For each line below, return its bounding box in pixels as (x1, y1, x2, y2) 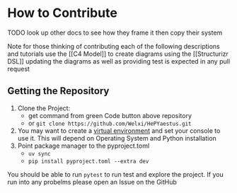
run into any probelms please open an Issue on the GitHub (7, 177, 177, 186)
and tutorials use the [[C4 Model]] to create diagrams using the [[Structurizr (7, 49, 229, 58)
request (7, 64, 30, 73)
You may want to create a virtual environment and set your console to (17, 126, 221, 135)
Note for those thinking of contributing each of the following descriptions (7, 42, 221, 50)
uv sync (28, 150, 51, 157)
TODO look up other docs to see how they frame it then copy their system (7, 28, 223, 37)
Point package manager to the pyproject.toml (17, 141, 150, 150)
